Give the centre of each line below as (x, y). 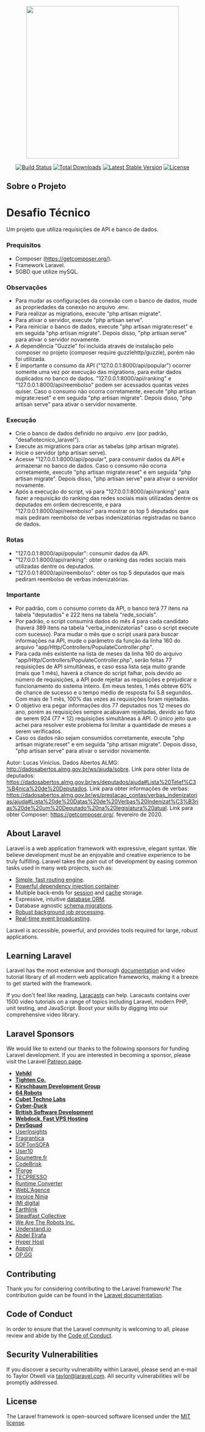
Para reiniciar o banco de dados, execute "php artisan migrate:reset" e (104, 326)
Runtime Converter (39, 1184)
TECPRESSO (31, 1177)
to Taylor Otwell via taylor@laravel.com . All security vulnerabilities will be (98, 1376)
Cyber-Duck (31, 1106)
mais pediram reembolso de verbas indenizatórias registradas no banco (106, 518)
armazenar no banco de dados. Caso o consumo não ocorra (91, 466)
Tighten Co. (31, 1080)
